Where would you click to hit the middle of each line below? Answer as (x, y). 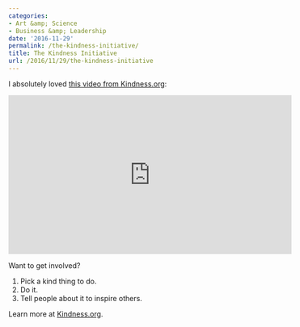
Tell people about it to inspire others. (81, 298)
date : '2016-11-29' (41, 38)
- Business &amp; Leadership (57, 31)
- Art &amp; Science (43, 23)
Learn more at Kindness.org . (56, 314)
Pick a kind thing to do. (58, 281)
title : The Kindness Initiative (63, 53)
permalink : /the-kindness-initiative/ (74, 46)
